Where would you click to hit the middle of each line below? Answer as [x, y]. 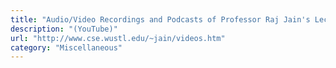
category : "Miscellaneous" [66, 47]
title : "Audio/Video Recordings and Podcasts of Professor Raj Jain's [160, 19]
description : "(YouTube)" [64, 29]
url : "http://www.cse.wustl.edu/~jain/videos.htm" [118, 38]
